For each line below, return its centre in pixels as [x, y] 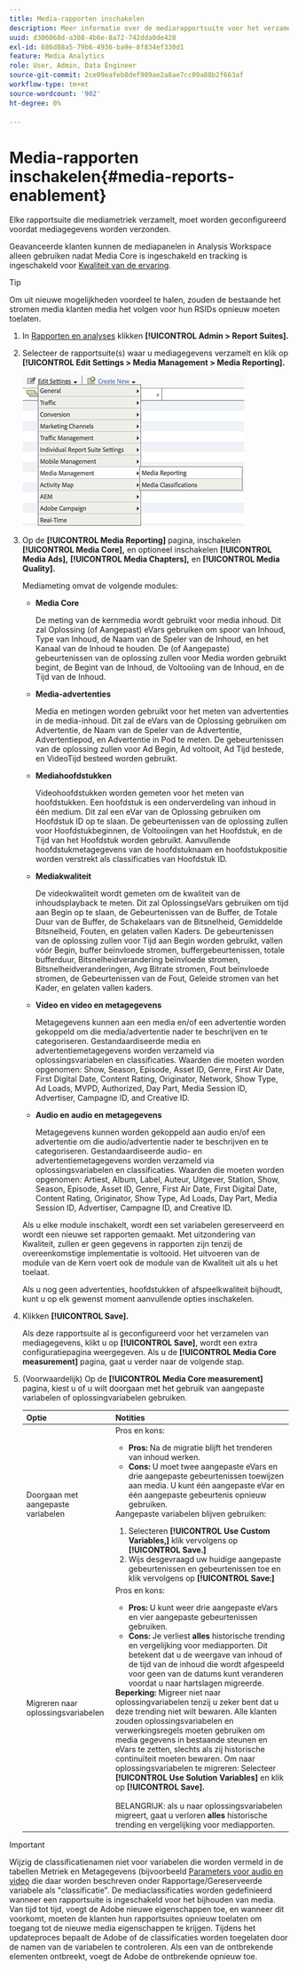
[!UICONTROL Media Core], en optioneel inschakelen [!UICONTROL [147, 550]
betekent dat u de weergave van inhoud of [205, 1655]
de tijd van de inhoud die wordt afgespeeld [206, 1664]
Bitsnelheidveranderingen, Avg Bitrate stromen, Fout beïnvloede [152, 969]
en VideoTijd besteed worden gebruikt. [106, 759]
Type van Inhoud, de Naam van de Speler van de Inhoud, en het [152, 639]
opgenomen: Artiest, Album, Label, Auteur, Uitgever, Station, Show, [157, 1180]
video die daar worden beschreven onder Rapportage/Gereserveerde [136, 1880]
